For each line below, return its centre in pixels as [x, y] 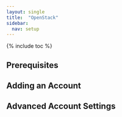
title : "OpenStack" [33, 18]
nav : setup [26, 29]
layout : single [26, 12]
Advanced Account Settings [61, 106]
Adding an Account [44, 86]
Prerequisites [32, 65]
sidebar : [17, 23]
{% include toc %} [30, 46]
